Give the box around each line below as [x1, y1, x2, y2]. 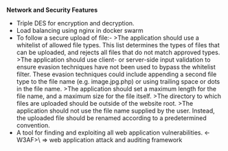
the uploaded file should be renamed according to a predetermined [16, 114, 207, 122]
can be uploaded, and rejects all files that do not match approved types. [16, 48, 220, 56]
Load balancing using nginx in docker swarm [16, 27, 144, 34]
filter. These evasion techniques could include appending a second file [16, 70, 217, 78]
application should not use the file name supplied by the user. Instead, [16, 106, 216, 115]
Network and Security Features [6, 6, 98, 14]
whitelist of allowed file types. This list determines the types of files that [16, 41, 220, 49]
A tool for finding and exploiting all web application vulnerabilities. [16, 128, 203, 137]
